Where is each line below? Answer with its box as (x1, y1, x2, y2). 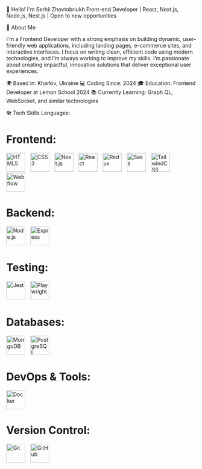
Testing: (6, 261, 49, 274)
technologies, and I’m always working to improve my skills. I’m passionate (6, 55, 189, 61)
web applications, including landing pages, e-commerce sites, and (27, 42, 192, 49)
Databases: (6, 315, 65, 329)
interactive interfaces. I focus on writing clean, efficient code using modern (6, 48, 193, 55)
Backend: (6, 206, 55, 220)
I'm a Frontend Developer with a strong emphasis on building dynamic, (6, 36, 182, 42)
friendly (6, 42, 26, 49)
